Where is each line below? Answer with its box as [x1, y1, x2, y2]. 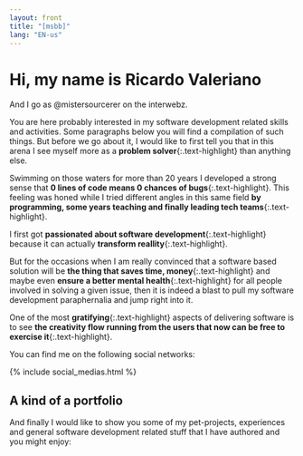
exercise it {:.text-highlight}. [9, 332, 113, 343]
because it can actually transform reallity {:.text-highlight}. [9, 238, 228, 249]
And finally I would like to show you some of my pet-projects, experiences [9, 417, 286, 428]
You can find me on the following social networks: [9, 349, 196, 360]
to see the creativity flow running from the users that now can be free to [9, 322, 286, 333]
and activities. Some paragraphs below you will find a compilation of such [9, 126, 285, 137]
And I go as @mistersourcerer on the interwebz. [9, 99, 188, 110]
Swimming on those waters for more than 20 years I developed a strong [9, 173, 278, 184]
